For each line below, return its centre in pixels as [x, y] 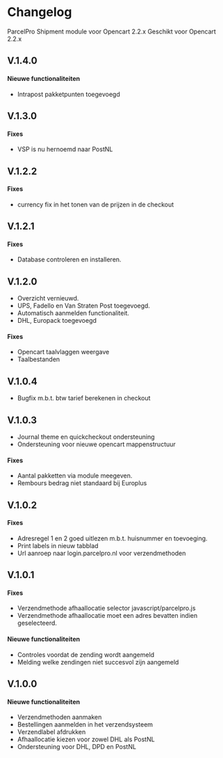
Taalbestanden [39, 359]
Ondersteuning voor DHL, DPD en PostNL [77, 747]
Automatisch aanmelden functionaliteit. [73, 313]
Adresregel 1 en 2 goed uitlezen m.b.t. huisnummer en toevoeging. [112, 538]
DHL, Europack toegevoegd [57, 321]
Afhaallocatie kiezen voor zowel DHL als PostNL [86, 739]
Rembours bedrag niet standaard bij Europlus [82, 483]
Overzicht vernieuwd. [48, 298]
